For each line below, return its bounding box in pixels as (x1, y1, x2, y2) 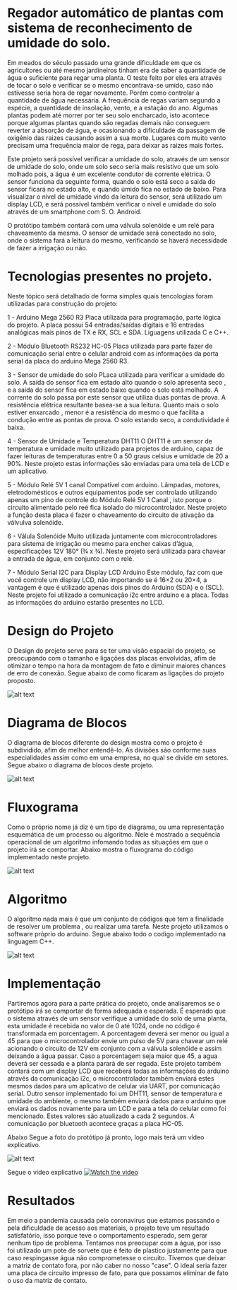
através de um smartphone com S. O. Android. (7, 207, 142, 216)
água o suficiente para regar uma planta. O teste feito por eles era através (7, 73, 222, 82)
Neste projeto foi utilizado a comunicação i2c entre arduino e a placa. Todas (7, 591, 229, 599)
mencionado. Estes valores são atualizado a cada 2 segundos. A (7, 1112, 195, 1120)
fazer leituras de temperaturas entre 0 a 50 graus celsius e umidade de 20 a (7, 451, 229, 460)
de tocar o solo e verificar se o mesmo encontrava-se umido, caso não (7, 81, 214, 89)
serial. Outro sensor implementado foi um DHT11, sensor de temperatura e (7, 1089, 223, 1098)
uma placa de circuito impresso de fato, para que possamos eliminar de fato (7, 1268, 229, 1277)
